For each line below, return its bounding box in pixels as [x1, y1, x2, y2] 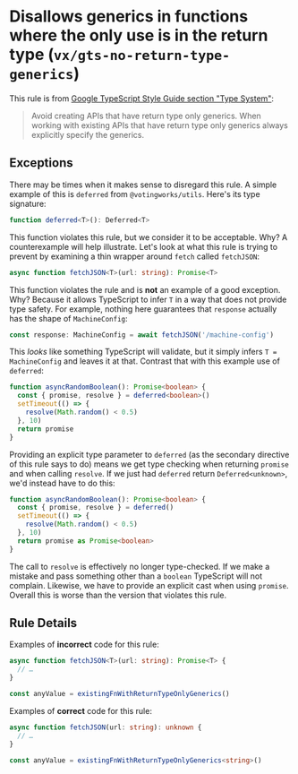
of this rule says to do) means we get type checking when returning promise [9, 459, 289, 469]
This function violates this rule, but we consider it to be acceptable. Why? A [9, 231, 288, 243]
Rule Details [9, 615, 78, 631]
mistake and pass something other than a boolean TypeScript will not [9, 571, 263, 581]
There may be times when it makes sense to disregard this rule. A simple [9, 179, 277, 190]
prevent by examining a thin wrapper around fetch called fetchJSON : [9, 251, 260, 262]
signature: [9, 198, 47, 209]
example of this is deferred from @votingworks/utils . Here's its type [9, 188, 261, 199]
